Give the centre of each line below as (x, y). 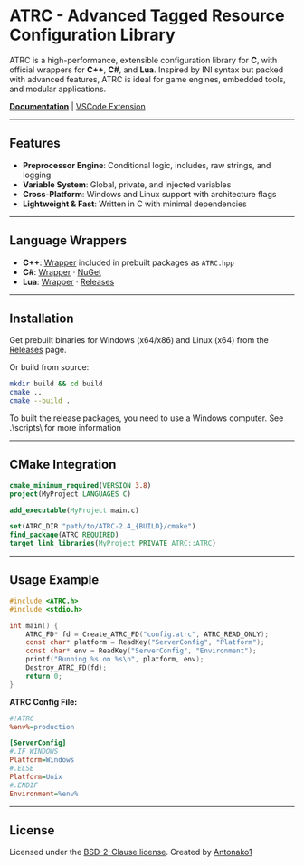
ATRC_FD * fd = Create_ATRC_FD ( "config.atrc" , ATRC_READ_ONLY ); (147, 634)
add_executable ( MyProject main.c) (75, 510)
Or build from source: (49, 367)
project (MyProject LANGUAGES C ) (70, 494)
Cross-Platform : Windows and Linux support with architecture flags (149, 194)
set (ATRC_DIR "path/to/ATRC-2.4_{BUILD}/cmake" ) (103, 527)
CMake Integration (63, 465)
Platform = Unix (36, 776)
